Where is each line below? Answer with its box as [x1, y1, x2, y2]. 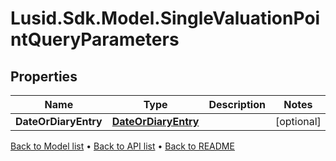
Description [208, 98, 266, 111]
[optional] [274, 115, 322, 128]
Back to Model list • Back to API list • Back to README [10, 140, 235, 152]
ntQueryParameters [10, 28, 180, 51]
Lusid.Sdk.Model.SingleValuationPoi [10, 7, 321, 30]
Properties [10, 68, 78, 85]
